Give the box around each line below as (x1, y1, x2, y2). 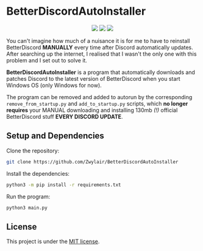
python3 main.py (6, 204, 48, 211)
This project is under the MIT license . (6, 238, 100, 245)
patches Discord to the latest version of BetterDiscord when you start (6, 75, 181, 82)
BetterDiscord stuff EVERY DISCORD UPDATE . (6, 113, 123, 120)
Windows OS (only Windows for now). (6, 81, 102, 89)
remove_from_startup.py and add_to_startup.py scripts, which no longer (6, 100, 188, 107)
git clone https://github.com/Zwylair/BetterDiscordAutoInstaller (6, 159, 179, 165)
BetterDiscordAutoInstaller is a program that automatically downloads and (6, 69, 195, 76)
